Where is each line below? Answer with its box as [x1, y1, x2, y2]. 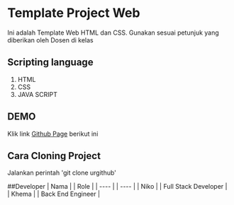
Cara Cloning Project [7, 150, 101, 162]
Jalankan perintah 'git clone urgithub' [7, 168, 117, 177]
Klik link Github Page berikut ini [7, 129, 99, 138]
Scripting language [7, 57, 94, 69]
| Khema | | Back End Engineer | [7, 189, 101, 199]
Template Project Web [7, 5, 140, 21]
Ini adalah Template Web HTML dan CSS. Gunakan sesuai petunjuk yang [7, 28, 220, 37]
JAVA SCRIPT [17, 90, 58, 98]
